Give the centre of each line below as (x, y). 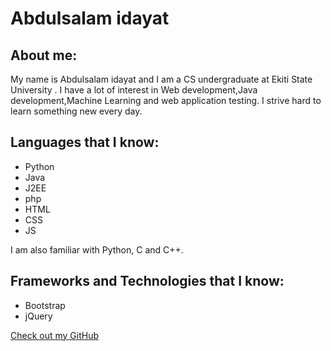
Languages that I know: (85, 142)
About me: (44, 55)
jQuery (38, 316)
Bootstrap (45, 305)
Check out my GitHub (55, 335)
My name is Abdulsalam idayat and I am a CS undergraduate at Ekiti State (161, 79)
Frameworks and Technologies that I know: (147, 281)
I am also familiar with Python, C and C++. (97, 249)
